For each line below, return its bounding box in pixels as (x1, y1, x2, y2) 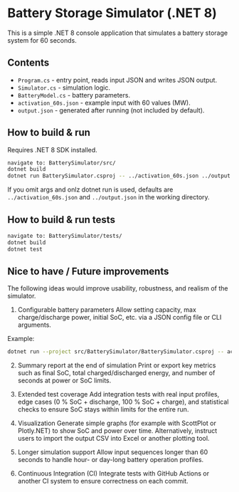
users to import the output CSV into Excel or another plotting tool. (17, 434, 210, 443)
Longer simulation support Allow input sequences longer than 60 (17, 448, 208, 456)
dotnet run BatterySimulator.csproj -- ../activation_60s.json (7, 172, 199, 179)
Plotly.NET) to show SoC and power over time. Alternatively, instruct (17, 426, 218, 435)
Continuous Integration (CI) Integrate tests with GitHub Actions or (17, 469, 210, 478)
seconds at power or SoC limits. (17, 376, 112, 385)
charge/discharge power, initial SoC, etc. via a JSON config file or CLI (17, 313, 222, 322)
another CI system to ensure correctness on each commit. (17, 477, 188, 486)
